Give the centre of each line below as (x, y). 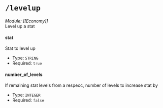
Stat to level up (20, 48)
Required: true (27, 63)
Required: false (28, 100)
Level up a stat (20, 26)
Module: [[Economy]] (27, 21)
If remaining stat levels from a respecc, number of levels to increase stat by (81, 85)
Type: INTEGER (26, 95)
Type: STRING (25, 58)
